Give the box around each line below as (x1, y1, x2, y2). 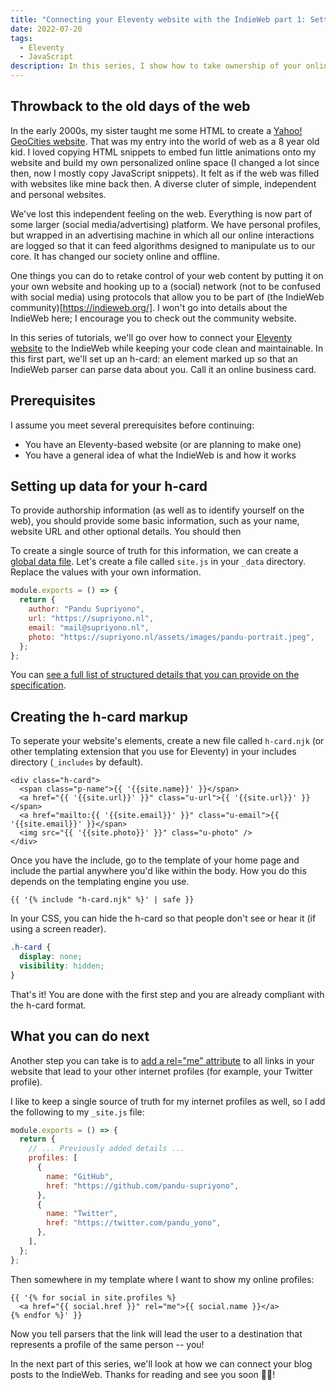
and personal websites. (10, 188, 107, 200)
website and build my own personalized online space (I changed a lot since (10, 156, 320, 168)
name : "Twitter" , (46, 1209, 118, 1219)
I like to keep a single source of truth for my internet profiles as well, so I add (10, 1095, 326, 1107)
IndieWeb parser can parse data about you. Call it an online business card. (10, 363, 317, 375)
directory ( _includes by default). (10, 756, 144, 768)
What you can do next (10, 1028, 150, 1045)
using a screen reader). (10, 923, 107, 935)
